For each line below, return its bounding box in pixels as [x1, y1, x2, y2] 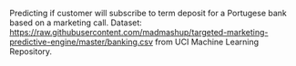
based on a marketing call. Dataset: [9, 17, 143, 28]
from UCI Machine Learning [154, 36, 260, 47]
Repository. [9, 46, 53, 57]
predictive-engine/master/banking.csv [9, 36, 153, 47]
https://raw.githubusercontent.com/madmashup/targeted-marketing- [9, 27, 269, 37]
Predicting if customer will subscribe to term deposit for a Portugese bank [9, 8, 287, 18]
